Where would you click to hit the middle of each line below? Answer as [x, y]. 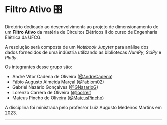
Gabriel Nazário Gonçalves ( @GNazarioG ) [55, 87]
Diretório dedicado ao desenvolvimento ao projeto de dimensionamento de [82, 27]
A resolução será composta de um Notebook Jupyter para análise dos [77, 47]
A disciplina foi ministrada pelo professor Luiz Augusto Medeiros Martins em [83, 107]
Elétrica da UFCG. [24, 37]
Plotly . [12, 57]
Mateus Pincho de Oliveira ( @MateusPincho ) [58, 98]
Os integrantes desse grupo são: [39, 67]
